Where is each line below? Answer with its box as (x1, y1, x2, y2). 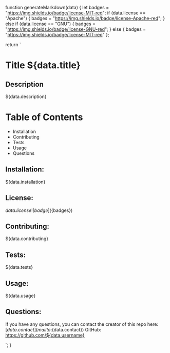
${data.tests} (5, 264, 33, 270)
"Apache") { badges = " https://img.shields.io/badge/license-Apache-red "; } (5, 15, 165, 21)
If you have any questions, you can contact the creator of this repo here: (5, 321, 159, 327)
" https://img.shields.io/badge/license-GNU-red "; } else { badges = (5, 26, 146, 32)
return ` (5, 42, 22, 48)
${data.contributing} (5, 236, 49, 242)
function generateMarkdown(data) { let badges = (5, 5, 109, 10)
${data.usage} (5, 292, 36, 299)
